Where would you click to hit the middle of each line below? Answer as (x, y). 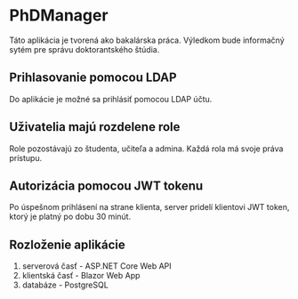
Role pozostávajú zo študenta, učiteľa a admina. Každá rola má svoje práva (146, 149)
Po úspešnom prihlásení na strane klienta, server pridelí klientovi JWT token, (149, 207)
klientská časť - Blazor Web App (81, 276)
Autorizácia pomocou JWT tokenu (106, 186)
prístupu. (26, 158)
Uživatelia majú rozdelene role (95, 127)
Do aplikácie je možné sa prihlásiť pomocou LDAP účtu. (111, 99)
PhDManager (59, 16)
